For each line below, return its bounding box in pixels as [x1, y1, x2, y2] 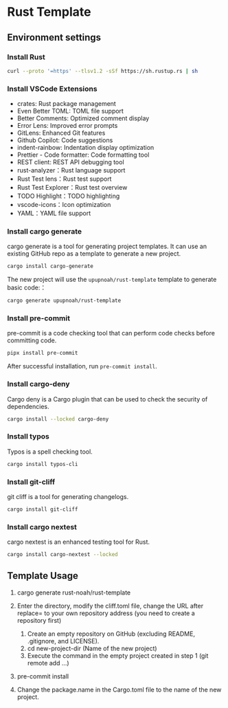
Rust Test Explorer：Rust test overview [16, 184, 128, 192]
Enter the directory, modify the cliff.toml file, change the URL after [16, 601, 204, 610]
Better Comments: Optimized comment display [16, 114, 150, 122]
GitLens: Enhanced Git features [16, 129, 106, 137]
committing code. [7, 336, 57, 344]
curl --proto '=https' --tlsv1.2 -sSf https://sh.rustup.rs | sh [7, 67, 198, 74]
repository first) [16, 616, 62, 624]
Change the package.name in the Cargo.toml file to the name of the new [16, 685, 222, 694]
